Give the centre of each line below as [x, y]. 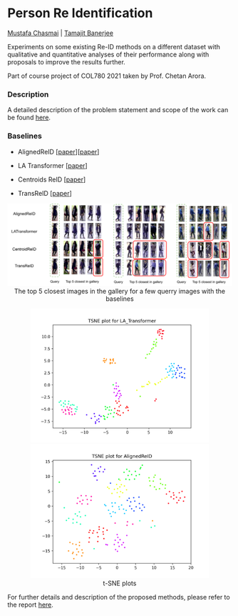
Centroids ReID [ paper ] [52, 179]
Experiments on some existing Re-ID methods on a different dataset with [114, 46]
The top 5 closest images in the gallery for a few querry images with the [120, 292]
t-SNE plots [120, 583]
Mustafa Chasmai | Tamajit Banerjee [61, 33]
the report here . [30, 605]
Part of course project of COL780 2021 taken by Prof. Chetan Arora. [107, 76]
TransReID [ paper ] [45, 193]
